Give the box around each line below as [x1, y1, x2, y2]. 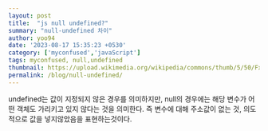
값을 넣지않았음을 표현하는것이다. [29, 113, 132, 124]
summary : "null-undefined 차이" [8, 26, 113, 34]
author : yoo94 [8, 34, 56, 42]
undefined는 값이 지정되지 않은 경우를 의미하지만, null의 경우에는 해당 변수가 [8, 93, 247, 104]
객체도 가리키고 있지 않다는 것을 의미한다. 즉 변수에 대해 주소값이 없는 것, [16, 104, 242, 113]
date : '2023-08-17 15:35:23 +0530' [8, 42, 127, 50]
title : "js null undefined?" [8, 19, 109, 27]
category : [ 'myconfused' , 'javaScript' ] [8, 49, 141, 57]
